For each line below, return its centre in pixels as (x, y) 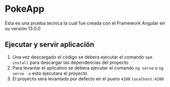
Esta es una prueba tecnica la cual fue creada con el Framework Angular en (85, 23)
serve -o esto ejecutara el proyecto (50, 73)
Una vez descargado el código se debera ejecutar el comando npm (82, 57)
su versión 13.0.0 (23, 28)
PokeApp (25, 9)
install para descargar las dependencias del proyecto (70, 62)
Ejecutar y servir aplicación (50, 45)
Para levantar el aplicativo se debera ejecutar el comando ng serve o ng (88, 68)
